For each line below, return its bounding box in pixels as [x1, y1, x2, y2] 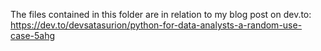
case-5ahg [10, 30, 56, 41]
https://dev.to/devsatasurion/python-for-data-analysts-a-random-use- [10, 19, 303, 31]
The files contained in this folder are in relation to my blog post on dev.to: [10, 9, 312, 20]
